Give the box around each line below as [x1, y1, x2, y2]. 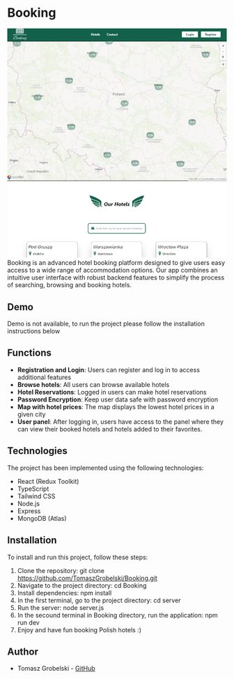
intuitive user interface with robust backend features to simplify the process [7, 273, 225, 282]
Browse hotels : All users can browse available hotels [17, 380, 170, 388]
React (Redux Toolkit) [17, 477, 79, 485]
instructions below [7, 327, 61, 335]
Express [17, 507, 41, 515]
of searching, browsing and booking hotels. [7, 281, 132, 289]
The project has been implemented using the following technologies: [7, 464, 204, 472]
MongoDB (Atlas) [17, 514, 68, 522]
